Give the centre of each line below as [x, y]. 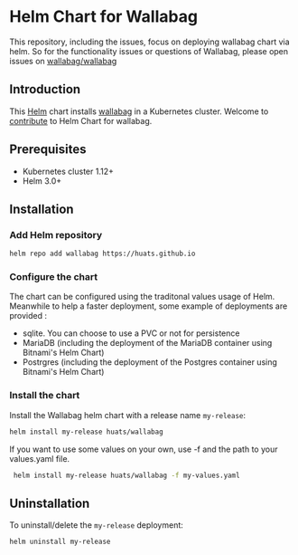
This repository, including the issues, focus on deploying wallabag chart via [150, 42]
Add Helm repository [56, 234]
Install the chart [45, 396]
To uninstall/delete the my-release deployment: [96, 525]
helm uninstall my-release [60, 542]
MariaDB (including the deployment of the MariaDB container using [147, 343]
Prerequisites [48, 150]
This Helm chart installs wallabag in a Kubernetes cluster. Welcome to [139, 111]
